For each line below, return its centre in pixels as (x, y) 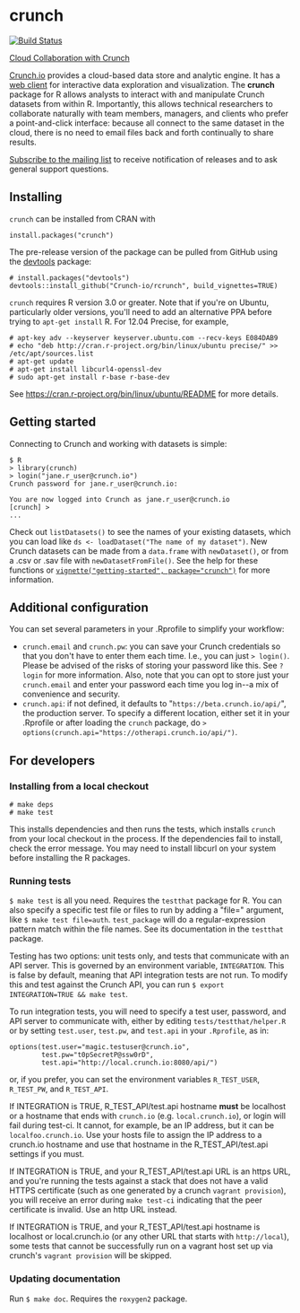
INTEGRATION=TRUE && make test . (69, 994)
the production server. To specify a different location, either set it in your (156, 713)
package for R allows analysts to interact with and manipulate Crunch (137, 94)
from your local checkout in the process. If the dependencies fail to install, (146, 839)
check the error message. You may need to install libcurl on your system (143, 848)
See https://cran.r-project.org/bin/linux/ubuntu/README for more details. (144, 394)
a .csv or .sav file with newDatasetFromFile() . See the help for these (133, 560)
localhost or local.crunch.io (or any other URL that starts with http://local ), (149, 1237)
